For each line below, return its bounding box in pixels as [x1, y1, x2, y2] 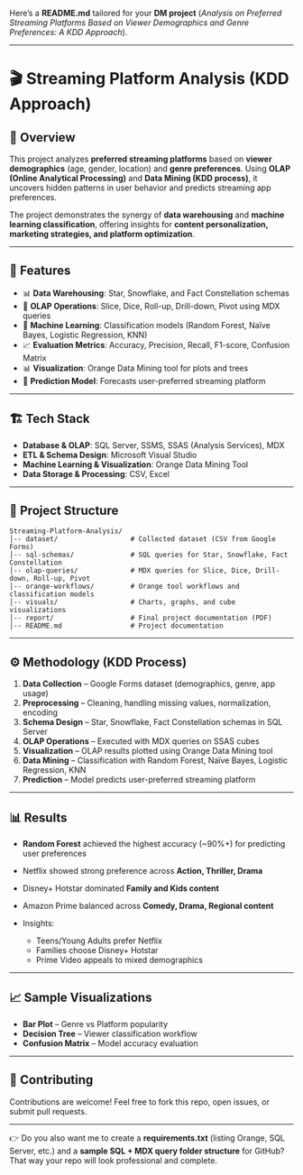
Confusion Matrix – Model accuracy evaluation [22, 1037, 198, 1049]
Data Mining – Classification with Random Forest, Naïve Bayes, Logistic [22, 755, 289, 766]
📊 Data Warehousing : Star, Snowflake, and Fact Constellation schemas [22, 288, 290, 298]
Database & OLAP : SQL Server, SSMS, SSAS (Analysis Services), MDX [22, 439, 285, 450]
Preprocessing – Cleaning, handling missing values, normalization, [22, 698, 271, 709]
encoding [22, 707, 59, 718]
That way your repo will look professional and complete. [9, 1154, 218, 1166]
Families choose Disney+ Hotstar [35, 945, 159, 956]
